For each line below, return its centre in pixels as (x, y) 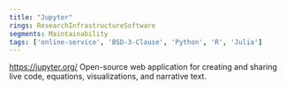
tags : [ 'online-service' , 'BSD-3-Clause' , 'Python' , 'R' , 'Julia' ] (136, 42)
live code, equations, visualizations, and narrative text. (108, 77)
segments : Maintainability (59, 34)
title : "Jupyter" (41, 17)
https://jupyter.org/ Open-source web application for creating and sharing (143, 67)
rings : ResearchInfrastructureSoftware (83, 26)
